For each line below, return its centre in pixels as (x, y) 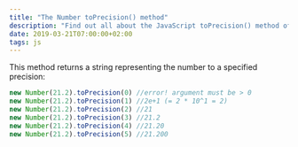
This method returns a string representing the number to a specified (133, 67)
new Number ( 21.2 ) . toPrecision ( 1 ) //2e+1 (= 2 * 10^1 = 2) (118, 101)
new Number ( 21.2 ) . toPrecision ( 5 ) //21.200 (89, 134)
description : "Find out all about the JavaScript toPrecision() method (144, 26)
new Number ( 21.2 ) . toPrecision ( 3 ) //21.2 (85, 117)
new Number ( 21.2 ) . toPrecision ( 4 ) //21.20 (87, 126)
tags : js (25, 42)
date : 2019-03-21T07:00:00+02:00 (71, 34)
